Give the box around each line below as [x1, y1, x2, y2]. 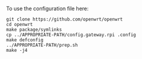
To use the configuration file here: [6, 5, 89, 12]
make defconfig [6, 37, 44, 43]
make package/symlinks [6, 27, 62, 32]
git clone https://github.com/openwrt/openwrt [6, 17, 123, 22]
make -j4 [6, 47, 28, 53]
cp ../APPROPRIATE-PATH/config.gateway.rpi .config [6, 32, 136, 38]
